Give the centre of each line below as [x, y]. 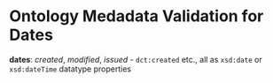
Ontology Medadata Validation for [136, 16]
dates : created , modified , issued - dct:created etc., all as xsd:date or [136, 59]
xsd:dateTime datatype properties [70, 69]
